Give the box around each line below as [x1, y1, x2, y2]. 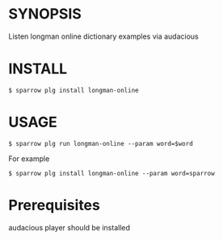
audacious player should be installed [8, 222, 131, 232]
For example [8, 154, 50, 163]
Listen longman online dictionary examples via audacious [8, 31, 200, 41]
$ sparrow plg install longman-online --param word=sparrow [8, 169, 216, 177]
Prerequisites [8, 197, 101, 214]
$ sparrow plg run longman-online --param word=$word [8, 139, 194, 147]
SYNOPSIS [8, 5, 82, 23]
